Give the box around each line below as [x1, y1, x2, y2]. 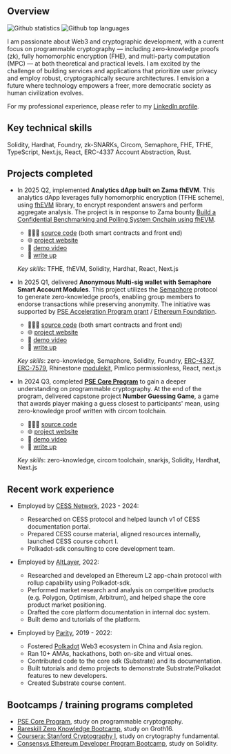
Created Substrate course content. [27, 679, 126, 687]
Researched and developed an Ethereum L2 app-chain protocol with [27, 572, 222, 580]
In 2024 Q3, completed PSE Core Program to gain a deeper [17, 377, 187, 386]
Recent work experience [7, 483, 114, 495]
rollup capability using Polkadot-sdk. [27, 578, 132, 587]
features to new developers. [27, 672, 108, 680]
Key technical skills [7, 122, 92, 134]
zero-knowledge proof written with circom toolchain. [17, 407, 168, 415]
